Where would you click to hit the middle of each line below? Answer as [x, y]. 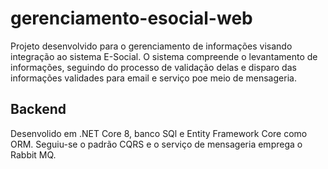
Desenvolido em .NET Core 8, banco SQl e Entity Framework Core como [159, 133]
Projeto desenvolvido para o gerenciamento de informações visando [151, 46]
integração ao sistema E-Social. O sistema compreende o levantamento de [164, 56]
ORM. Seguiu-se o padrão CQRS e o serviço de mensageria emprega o [156, 144]
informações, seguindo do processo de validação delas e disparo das [153, 67]
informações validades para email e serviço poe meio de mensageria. [153, 78]
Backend [38, 109]
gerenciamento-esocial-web [131, 18]
